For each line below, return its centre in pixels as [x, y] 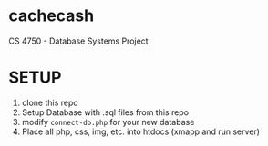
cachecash [52, 16]
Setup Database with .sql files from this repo [105, 112]
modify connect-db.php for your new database [108, 122]
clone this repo [50, 102]
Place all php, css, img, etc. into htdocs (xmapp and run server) [141, 131]
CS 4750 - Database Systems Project [78, 41]
